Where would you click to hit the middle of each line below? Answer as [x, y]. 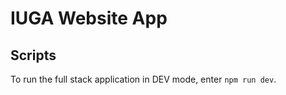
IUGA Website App [89, 18]
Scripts [33, 55]
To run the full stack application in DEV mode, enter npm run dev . [143, 79]
